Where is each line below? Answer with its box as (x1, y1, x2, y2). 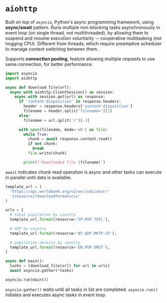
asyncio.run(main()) (5, 277, 49, 282)
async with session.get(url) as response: (14, 94, 106, 99)
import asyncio (5, 71, 38, 76)
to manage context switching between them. (5, 46, 98, 52)
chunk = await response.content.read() (27, 137, 113, 142)
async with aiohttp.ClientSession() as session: (10, 89, 115, 95)
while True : (23, 131, 49, 137)
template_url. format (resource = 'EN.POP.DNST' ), (10, 245, 110, 250)
